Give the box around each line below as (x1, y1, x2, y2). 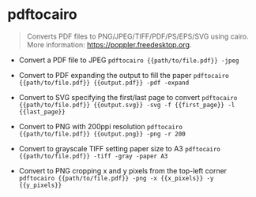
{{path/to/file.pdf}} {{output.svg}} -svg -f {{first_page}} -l (18, 101, 235, 109)
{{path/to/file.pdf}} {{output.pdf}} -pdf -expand (18, 79, 190, 87)
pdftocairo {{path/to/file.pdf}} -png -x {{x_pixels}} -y (18, 174, 214, 182)
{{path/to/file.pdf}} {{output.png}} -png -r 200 (18, 130, 186, 138)
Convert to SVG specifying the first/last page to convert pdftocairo (18, 92, 238, 102)
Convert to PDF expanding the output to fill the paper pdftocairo (18, 70, 230, 80)
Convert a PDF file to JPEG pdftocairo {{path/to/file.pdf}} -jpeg (18, 55, 239, 65)
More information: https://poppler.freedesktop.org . (26, 39, 192, 49)
